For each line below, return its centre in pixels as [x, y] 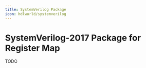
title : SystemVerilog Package [36, 9]
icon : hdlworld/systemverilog [36, 14]
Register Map [33, 48]
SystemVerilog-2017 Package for [73, 38]
